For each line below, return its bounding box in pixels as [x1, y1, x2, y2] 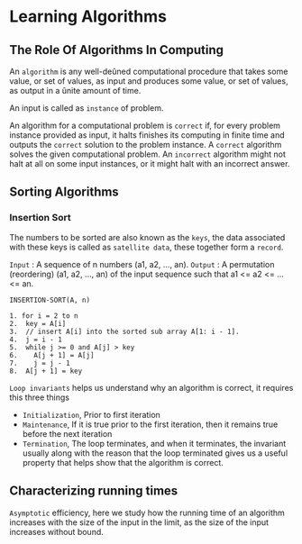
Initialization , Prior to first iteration [22, 409, 160, 420]
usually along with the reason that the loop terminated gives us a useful [22, 448, 288, 458]
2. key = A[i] [9, 319, 67, 328]
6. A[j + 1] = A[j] [9, 350, 95, 359]
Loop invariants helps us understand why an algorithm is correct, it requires [9, 382, 294, 393]
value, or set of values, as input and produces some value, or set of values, [9, 76, 288, 86]
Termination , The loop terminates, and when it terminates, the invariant [22, 438, 287, 449]
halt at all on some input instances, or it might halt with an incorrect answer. [9, 159, 290, 168]
